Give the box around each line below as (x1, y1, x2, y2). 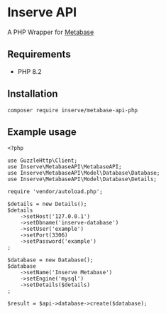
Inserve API (7, 4, 77, 21)
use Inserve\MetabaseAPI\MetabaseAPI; (7, 163, 122, 170)
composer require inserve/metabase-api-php (7, 107, 138, 114)
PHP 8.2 (17, 67, 42, 75)
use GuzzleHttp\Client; (7, 157, 78, 164)
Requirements (7, 48, 71, 60)
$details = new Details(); (7, 200, 87, 208)
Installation (7, 88, 58, 100)
